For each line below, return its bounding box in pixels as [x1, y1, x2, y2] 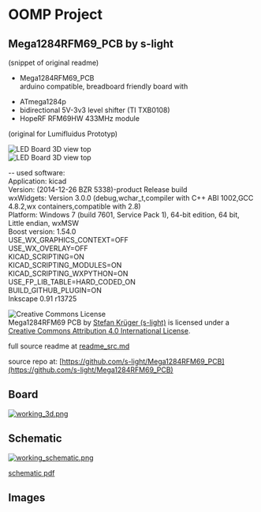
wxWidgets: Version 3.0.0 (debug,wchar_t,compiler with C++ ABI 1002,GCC [8, 194, 254, 202]
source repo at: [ [8, 357, 62, 366]
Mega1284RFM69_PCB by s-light [8, 37, 174, 51]
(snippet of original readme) [8, 58, 99, 67]
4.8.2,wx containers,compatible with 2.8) [8, 201, 141, 211]
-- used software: [8, 168, 65, 177]
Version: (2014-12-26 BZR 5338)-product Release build [8, 185, 188, 194]
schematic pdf [8, 468, 55, 477]
